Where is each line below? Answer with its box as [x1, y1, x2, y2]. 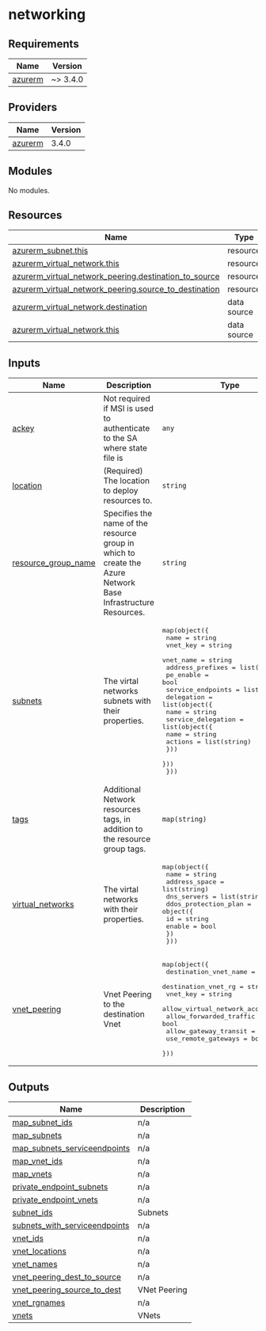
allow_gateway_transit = [165, 1027, 256, 1036]
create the [103, 557, 142, 569]
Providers [8, 101, 58, 114]
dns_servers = [165, 892, 217, 901]
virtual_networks [12, 899, 74, 910]
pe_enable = [165, 671, 209, 679]
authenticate [103, 423, 150, 434]
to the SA [103, 433, 138, 444]
